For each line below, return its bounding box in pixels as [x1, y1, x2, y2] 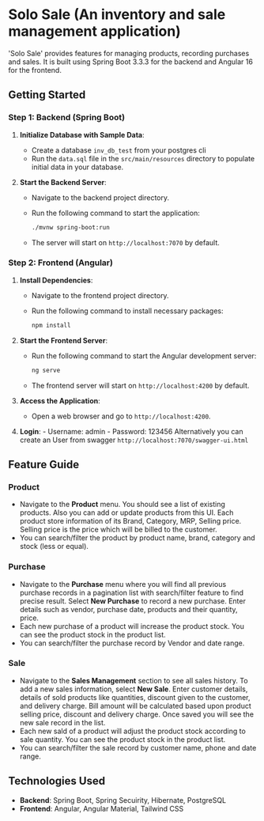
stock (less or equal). [19, 542, 89, 551]
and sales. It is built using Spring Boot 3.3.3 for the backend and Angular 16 [8, 57, 253, 66]
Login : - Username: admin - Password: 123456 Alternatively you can [19, 426, 243, 436]
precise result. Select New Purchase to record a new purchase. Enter [19, 596, 247, 606]
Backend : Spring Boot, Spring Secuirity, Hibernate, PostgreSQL [19, 795, 227, 804]
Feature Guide [8, 457, 80, 471]
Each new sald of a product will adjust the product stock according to [19, 726, 247, 736]
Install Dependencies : [19, 275, 93, 285]
